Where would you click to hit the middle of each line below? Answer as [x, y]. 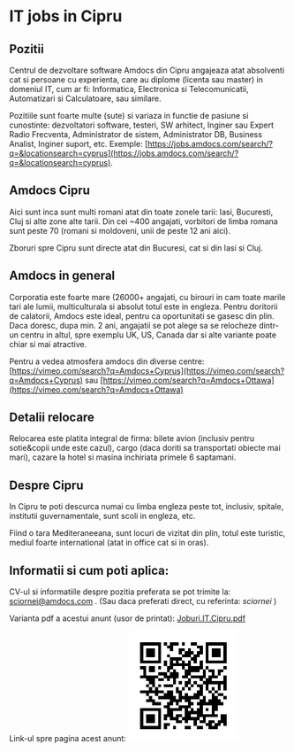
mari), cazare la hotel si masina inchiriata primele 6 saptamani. [123, 457]
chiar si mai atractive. [48, 344]
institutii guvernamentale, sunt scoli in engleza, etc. [102, 516]
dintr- [269, 325]
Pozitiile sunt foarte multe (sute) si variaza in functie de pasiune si [129, 116]
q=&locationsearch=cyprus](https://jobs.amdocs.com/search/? [124, 153]
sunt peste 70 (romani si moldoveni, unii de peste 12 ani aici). [120, 230]
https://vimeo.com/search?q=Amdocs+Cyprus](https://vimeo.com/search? [148, 370]
